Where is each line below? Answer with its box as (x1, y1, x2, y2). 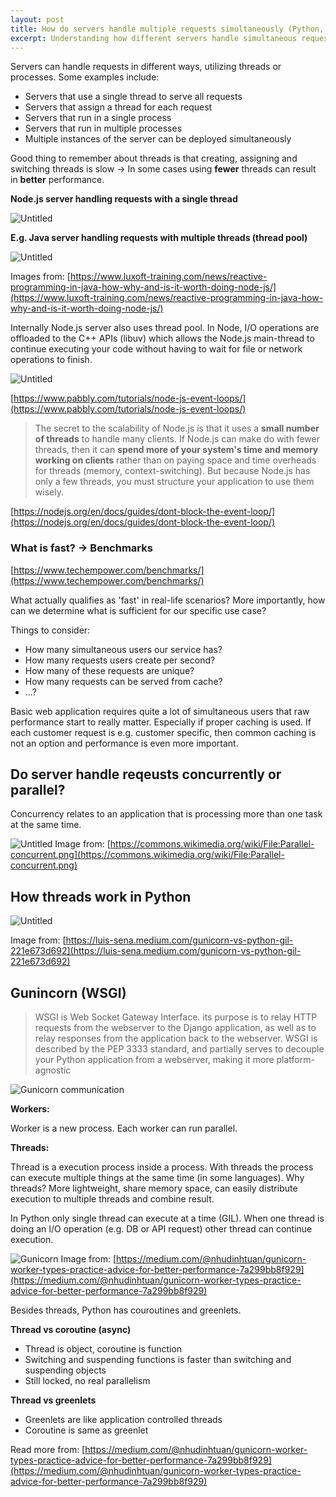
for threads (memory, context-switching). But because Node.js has (34, 465, 311, 477)
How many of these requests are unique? (24, 664, 195, 676)
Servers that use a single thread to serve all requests (24, 91, 243, 103)
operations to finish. (10, 354, 93, 366)
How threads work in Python (10, 888, 192, 905)
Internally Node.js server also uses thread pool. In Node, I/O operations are (10, 322, 320, 334)
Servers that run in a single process (24, 112, 172, 124)
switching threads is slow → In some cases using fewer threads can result (10, 163, 317, 175)
